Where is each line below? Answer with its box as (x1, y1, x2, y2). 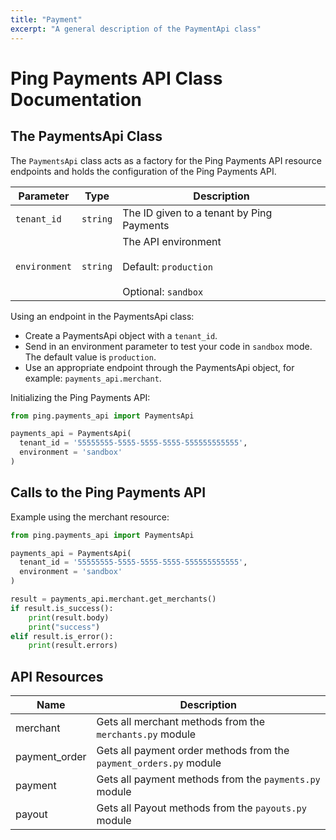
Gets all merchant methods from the (96, 715, 266, 729)
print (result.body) (28, 612, 110, 623)
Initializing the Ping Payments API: (10, 391, 151, 403)
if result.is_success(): (10, 603, 114, 613)
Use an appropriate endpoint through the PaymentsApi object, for (24, 361, 295, 373)
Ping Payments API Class (10, 67, 223, 90)
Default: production (122, 259, 213, 273)
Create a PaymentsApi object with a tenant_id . (24, 329, 218, 341)
